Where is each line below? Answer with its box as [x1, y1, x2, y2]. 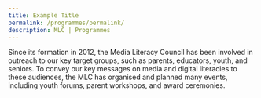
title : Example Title [8, 11, 79, 20]
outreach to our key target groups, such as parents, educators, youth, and [8, 56, 248, 65]
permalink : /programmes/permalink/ [8, 19, 125, 27]
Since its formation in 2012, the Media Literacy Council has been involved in [8, 48, 253, 57]
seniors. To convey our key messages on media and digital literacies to [8, 64, 237, 74]
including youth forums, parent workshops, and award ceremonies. [8, 81, 226, 90]
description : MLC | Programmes [8, 26, 111, 34]
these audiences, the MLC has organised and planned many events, [8, 72, 228, 82]
